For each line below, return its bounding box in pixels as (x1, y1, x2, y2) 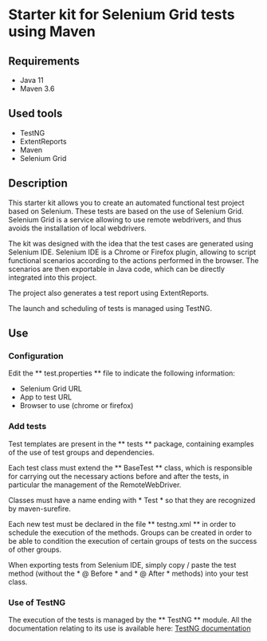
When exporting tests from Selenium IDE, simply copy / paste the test (8, 560, 237, 569)
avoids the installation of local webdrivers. (8, 223, 147, 233)
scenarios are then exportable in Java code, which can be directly (8, 264, 226, 273)
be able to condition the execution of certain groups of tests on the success (8, 536, 257, 545)
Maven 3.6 (19, 84, 55, 93)
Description (8, 177, 68, 191)
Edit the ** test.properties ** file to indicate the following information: (8, 368, 235, 378)
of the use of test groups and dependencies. (8, 447, 155, 457)
